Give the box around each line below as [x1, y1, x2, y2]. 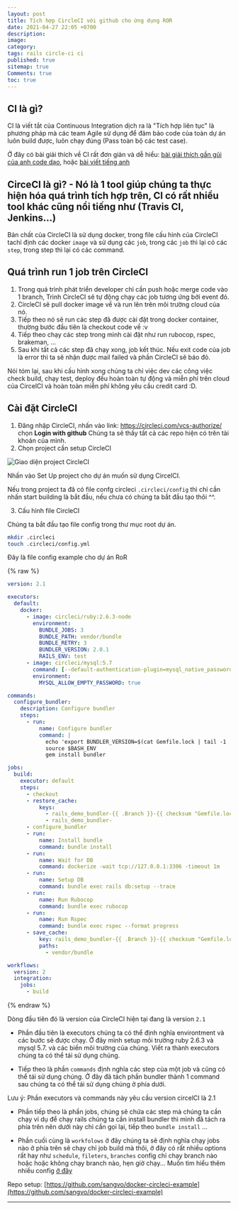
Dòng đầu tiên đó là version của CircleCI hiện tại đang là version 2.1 [7, 1015, 206, 1023]
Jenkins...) [7, 211, 57, 224]
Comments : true [7, 70, 52, 77]
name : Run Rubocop [38, 896, 93, 903]
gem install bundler [45, 752, 106, 759]
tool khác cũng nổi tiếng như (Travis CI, [7, 200, 184, 213]
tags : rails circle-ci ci [7, 50, 84, 57]
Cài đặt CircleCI [7, 402, 78, 414]
